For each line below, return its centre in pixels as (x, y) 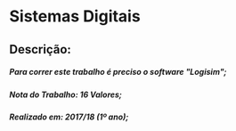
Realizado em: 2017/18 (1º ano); (69, 117)
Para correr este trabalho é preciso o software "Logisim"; (118, 72)
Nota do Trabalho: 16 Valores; (66, 94)
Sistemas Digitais (75, 16)
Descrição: (40, 49)
